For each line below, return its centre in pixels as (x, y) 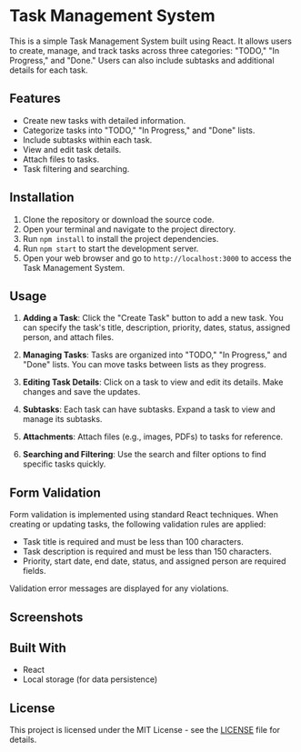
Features (35, 99)
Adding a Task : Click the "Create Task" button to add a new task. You (153, 318)
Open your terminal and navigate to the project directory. (129, 229)
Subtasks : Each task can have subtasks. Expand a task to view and (149, 409)
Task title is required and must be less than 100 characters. (133, 542)
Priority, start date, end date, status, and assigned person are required (154, 561)
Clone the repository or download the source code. (118, 219)
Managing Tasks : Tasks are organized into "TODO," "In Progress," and (155, 355)
